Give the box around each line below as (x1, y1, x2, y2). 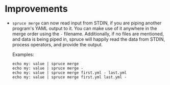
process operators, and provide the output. (12, 41, 103, 47)
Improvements (5, 3, 68, 15)
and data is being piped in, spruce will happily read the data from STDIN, (12, 36, 165, 42)
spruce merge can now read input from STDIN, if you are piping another (12, 20, 162, 26)
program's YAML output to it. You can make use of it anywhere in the (12, 25, 157, 31)
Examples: (12, 51, 34, 58)
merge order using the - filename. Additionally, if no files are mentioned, (12, 31, 164, 37)
